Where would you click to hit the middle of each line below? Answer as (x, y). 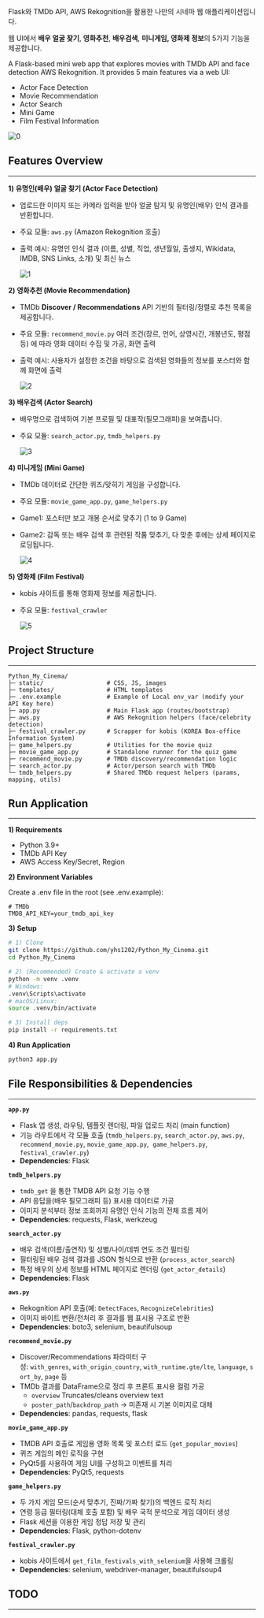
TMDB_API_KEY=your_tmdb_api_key (61, 914)
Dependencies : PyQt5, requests (71, 1471)
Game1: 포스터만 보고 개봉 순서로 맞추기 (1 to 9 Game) (103, 518)
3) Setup (22, 928)
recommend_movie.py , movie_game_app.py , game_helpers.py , (114, 1144)
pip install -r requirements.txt (63, 1030)
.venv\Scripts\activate (47, 994)
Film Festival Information (59, 121)
